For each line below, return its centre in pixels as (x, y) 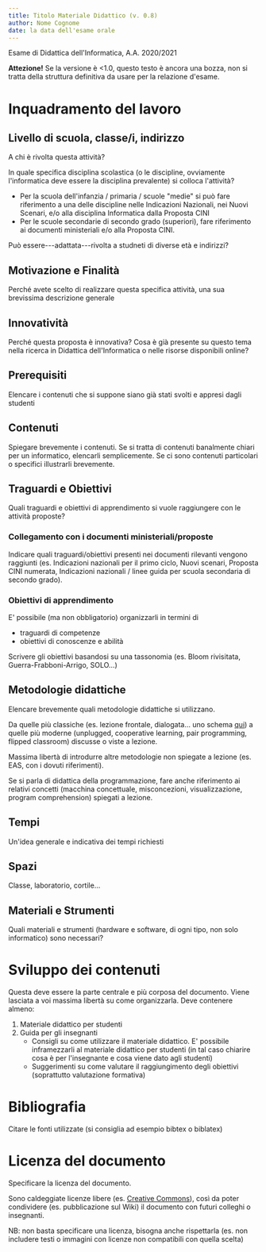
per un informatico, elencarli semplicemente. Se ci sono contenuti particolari (133, 455)
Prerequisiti (38, 375)
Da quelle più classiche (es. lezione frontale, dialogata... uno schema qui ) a (131, 724)
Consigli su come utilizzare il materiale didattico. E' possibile (130, 1042)
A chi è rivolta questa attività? (57, 157)
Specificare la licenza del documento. (70, 1183)
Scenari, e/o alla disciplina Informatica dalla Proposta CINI (115, 213)
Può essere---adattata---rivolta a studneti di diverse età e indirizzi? (118, 245)
